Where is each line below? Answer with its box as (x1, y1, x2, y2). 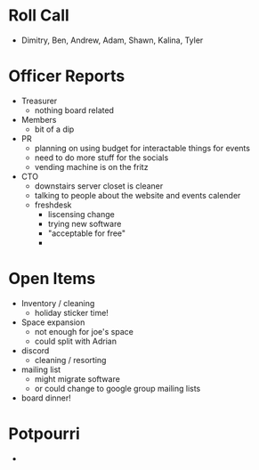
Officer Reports (8, 66, 125, 86)
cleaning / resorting (34, 354, 107, 365)
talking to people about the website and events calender (34, 190, 241, 200)
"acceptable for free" (47, 228, 126, 239)
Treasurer (20, 95, 58, 106)
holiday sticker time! (34, 307, 109, 318)
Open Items (8, 269, 96, 289)
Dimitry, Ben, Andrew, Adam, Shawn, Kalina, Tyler (20, 35, 204, 45)
